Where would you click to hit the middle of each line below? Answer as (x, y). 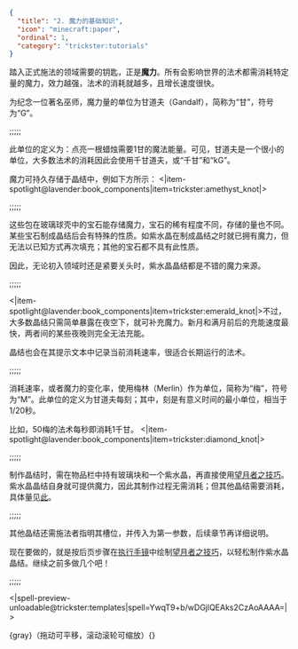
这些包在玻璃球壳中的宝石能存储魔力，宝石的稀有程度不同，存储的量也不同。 (149, 225)
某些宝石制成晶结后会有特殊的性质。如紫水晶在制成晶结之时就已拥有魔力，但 (149, 236)
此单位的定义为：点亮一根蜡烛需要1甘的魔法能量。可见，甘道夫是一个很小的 (147, 149)
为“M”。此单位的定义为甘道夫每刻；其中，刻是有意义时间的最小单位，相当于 (148, 400)
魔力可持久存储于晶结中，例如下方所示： (83, 179)
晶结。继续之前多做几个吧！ (60, 563)
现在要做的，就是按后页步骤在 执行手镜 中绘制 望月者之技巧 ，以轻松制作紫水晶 (149, 552)
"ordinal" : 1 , (43, 37)
